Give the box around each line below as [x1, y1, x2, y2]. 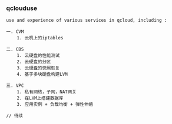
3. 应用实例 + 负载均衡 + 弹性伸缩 [16, 102, 93, 108]
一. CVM [6, 29, 24, 35]
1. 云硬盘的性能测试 [16, 53, 60, 59]
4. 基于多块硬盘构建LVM [16, 72, 68, 78]
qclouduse [6, 4, 37, 12]
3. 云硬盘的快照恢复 [16, 65, 60, 71]
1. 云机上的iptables [16, 35, 64, 41]
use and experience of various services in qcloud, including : [6, 18, 167, 24]
